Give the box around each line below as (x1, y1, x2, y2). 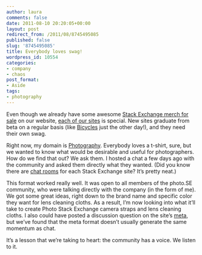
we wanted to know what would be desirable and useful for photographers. (6, 148, 194, 155)
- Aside (6, 83, 26, 89)
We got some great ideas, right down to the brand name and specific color (6, 192, 192, 200)
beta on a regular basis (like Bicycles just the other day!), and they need (6, 123, 186, 131)
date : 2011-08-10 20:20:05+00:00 (6, 20, 91, 26)
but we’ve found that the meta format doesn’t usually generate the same (6, 218, 187, 225)
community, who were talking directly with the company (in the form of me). (6, 186, 196, 193)
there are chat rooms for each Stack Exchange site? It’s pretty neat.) (6, 167, 177, 175)
